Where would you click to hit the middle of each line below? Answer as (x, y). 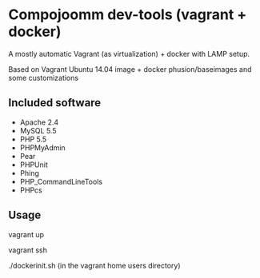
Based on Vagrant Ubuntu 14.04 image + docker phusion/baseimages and (130, 69)
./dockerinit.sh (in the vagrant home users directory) (95, 265)
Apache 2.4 (39, 122)
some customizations (43, 77)
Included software (55, 103)
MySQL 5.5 (38, 130)
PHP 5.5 (33, 139)
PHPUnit (34, 165)
